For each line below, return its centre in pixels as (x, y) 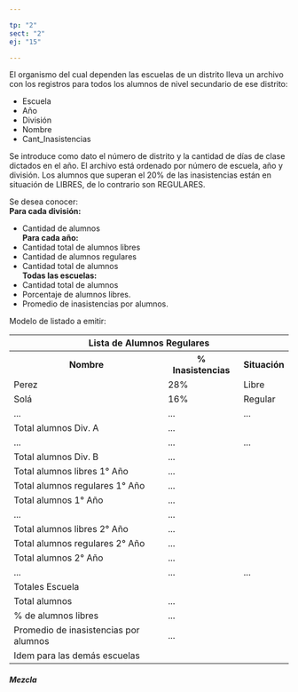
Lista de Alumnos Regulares (149, 343)
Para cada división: (45, 211)
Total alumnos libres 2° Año (71, 529)
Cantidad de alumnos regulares (79, 257)
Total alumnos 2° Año (59, 558)
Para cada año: (50, 238)
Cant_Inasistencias (56, 139)
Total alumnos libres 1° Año (71, 472)
